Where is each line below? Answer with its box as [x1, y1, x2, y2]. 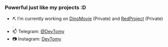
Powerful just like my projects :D [5, 4, 86, 11]
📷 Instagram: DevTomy [12, 36, 61, 42]
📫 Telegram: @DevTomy [12, 28, 64, 34]
